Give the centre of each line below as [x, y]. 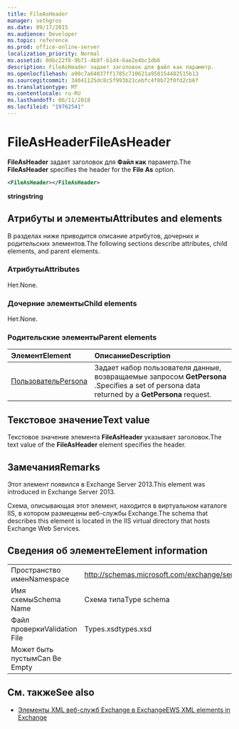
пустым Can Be [36, 658]
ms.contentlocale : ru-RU [44, 93]
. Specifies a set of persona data [147, 386]
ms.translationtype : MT [43, 87]
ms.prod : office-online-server [54, 47]
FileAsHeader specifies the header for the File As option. [91, 169]
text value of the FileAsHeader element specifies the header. [97, 445]
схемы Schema [36, 599]
